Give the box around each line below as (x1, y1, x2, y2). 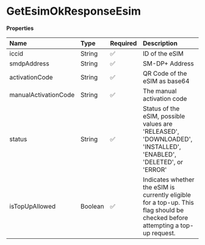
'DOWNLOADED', (142, 134, 193, 143)
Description (142, 38, 178, 47)
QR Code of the (142, 69, 187, 78)
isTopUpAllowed (9, 202, 56, 210)
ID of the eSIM (142, 49, 184, 57)
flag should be (142, 206, 184, 214)
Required (109, 38, 137, 47)
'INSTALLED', (142, 142, 181, 151)
